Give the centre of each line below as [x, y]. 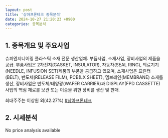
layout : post [19, 10]
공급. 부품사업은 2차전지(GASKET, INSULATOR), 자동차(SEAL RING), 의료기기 [82, 65]
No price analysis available [33, 130]
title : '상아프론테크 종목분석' [34, 15]
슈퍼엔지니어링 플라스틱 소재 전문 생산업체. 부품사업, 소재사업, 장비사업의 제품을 [83, 59]
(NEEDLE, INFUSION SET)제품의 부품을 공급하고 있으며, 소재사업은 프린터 [78, 71]
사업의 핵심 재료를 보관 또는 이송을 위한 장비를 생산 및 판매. [63, 90]
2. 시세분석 [21, 118]
